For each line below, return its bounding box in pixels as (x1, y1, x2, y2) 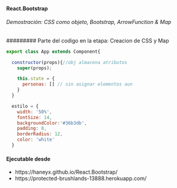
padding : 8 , (17, 126, 47, 132)
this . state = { (17, 75, 55, 82)
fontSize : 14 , (17, 114, 52, 120)
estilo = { (11, 103, 39, 109)
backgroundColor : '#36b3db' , (17, 120, 87, 126)
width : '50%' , (17, 108, 52, 115)
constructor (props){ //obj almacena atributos (11, 59, 128, 65)
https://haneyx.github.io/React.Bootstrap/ (14, 168, 118, 176)
